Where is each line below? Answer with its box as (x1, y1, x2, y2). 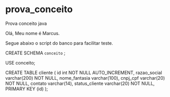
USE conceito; (5, 59, 36, 66)
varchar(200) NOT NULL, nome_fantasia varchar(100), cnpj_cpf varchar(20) (5, 75, 165, 81)
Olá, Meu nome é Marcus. (5, 30, 60, 36)
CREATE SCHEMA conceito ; (5, 50, 66, 56)
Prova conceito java (5, 20, 47, 26)
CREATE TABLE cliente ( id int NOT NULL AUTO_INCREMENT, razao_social (5, 70, 162, 76)
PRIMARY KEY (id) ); (5, 85, 48, 92)
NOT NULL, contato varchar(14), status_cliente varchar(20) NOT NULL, (5, 80, 155, 86)
